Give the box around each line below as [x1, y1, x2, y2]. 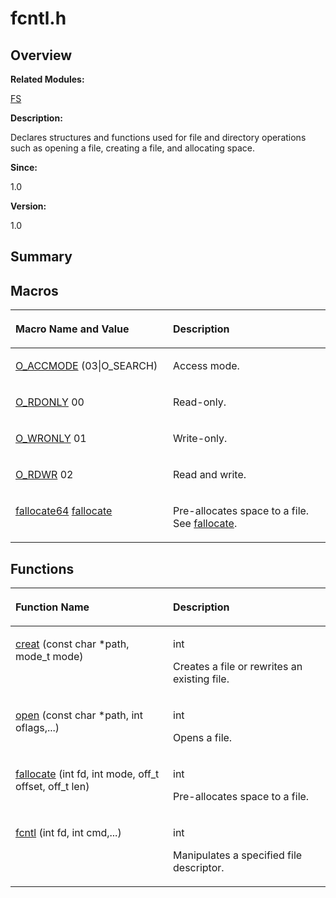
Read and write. [173, 468, 247, 482]
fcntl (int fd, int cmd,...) [15, 826, 122, 840]
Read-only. [173, 395, 227, 409]
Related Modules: [10, 73, 85, 85]
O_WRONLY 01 [15, 432, 87, 446]
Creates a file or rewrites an [173, 660, 303, 674]
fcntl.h [10, 7, 67, 30]
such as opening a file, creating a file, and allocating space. [10, 142, 256, 154]
